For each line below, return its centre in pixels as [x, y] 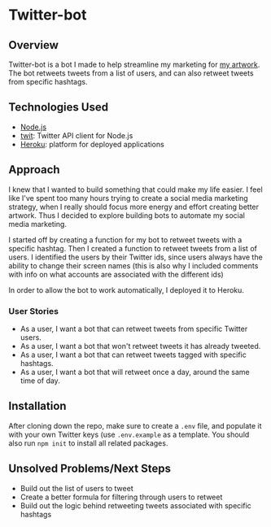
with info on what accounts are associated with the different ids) [116, 274]
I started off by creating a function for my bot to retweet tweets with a [125, 240]
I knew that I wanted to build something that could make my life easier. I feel [135, 189]
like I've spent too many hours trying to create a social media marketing [128, 198]
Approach [34, 170]
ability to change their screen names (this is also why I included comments [133, 265]
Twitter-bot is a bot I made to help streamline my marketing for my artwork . [134, 64]
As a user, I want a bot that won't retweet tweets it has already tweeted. [140, 346]
